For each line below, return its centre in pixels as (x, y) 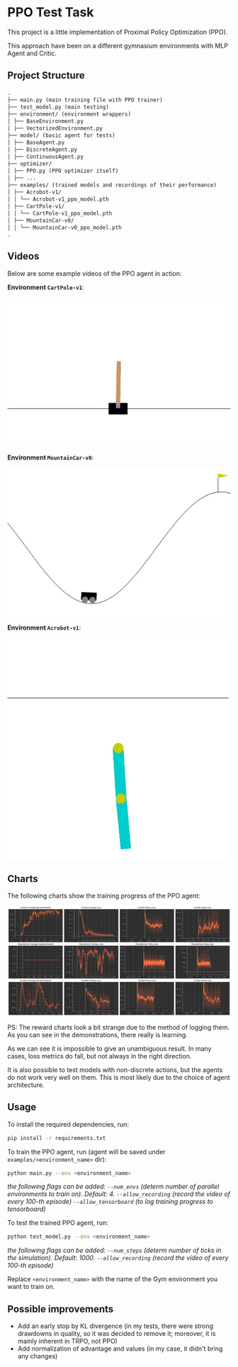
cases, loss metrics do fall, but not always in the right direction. (100, 1056)
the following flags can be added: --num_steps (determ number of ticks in (114, 1250)
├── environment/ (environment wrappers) (69, 114)
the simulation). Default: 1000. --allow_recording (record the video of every (118, 1258)
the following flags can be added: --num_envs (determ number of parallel (113, 1187)
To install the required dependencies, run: (68, 1124)
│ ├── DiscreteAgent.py (42, 150)
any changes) (38, 1356)
